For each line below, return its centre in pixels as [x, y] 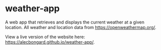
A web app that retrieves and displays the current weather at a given [75, 22]
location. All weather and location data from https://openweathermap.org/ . [81, 27]
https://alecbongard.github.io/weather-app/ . [50, 42]
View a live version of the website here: [45, 37]
